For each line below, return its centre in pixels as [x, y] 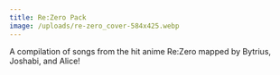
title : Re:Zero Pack [48, 17]
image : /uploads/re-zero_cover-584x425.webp [94, 26]
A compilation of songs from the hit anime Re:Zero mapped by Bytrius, [140, 51]
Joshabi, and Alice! [45, 61]
